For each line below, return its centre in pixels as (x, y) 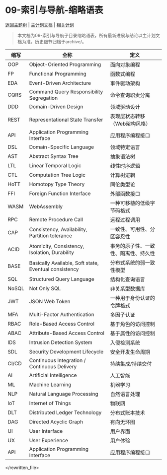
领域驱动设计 (125, 107)
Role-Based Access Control (62, 324)
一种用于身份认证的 (133, 298)
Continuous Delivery (53, 366)
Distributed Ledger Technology (65, 412)
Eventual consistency (54, 269)
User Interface (46, 431)
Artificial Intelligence (53, 375)
